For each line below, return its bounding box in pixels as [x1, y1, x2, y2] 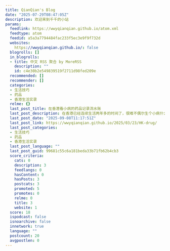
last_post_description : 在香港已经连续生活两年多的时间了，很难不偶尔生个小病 [10, 111, 160, 116]
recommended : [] [10, 73, 44, 78]
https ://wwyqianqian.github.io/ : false [14, 45, 99, 50]
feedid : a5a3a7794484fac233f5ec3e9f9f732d [10, 36, 101, 41]
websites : [10, 40, 30, 46]
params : [5, 21, 22, 27]
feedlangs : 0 [14, 168, 42, 173]
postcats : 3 [14, 182, 39, 187]
